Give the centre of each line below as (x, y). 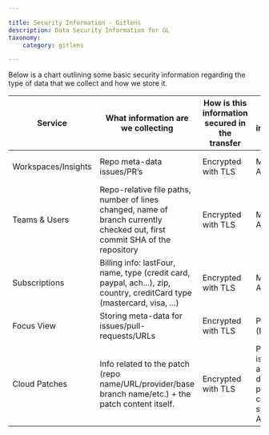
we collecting (147, 128)
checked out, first (132, 230)
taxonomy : (25, 38)
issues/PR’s (121, 171)
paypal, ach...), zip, (135, 283)
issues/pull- (122, 326)
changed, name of (134, 210)
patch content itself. (137, 404)
